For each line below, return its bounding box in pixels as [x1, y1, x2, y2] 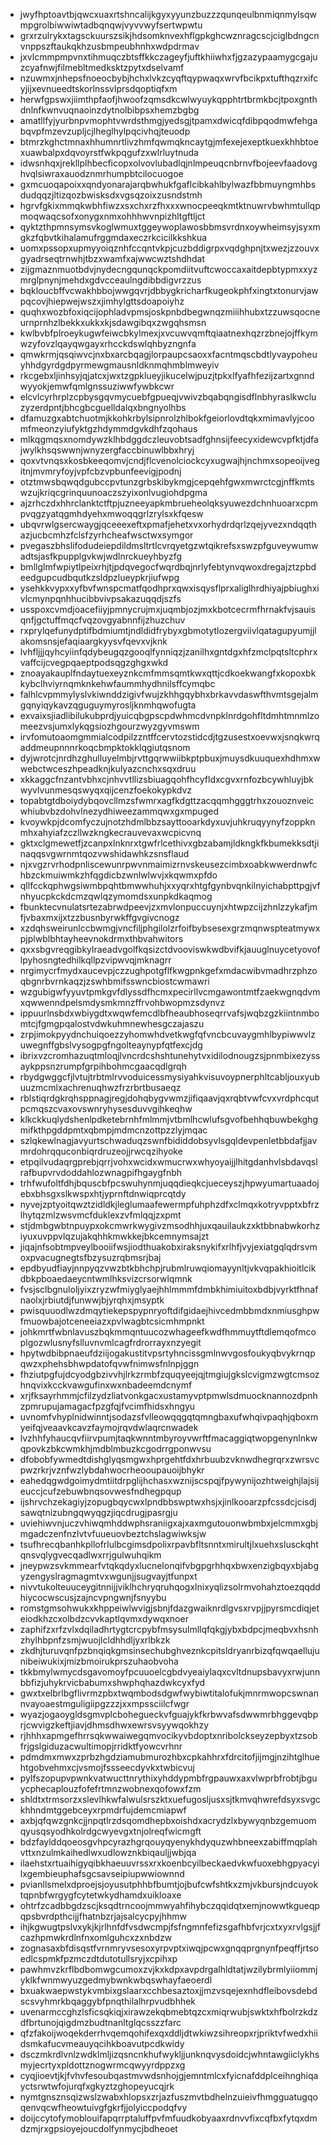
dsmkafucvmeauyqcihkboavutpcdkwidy [19, 2038, 185, 2049]
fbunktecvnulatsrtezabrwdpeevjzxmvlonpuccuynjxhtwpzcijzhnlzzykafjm [19, 901, 318, 913]
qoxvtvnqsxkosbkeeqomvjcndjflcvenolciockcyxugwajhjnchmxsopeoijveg [19, 455, 320, 466]
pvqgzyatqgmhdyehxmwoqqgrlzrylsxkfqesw [19, 508, 204, 519]
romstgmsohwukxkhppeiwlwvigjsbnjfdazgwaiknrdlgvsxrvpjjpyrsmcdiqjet [19, 1602, 320, 1614]
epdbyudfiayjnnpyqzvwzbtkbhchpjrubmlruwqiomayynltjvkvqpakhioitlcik [19, 1262, 317, 1274]
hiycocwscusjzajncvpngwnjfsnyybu [19, 1592, 167, 1603]
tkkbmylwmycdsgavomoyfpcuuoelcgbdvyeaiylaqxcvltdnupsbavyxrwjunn [19, 1666, 321, 1678]
